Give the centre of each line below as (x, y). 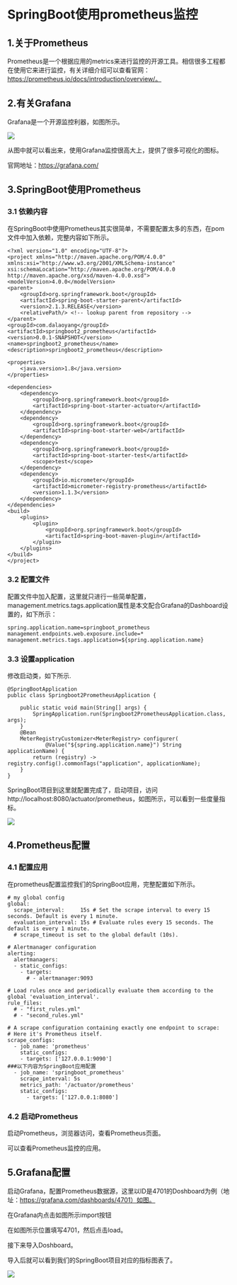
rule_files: (25, 1003)
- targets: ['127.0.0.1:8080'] (72, 1097)
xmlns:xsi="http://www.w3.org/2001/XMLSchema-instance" (91, 263)
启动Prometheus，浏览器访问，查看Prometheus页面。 (86, 1133)
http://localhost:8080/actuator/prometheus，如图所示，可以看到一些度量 (113, 799)
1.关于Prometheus (48, 43)
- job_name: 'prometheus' (52, 1046)
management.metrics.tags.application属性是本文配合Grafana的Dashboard (115, 605)
